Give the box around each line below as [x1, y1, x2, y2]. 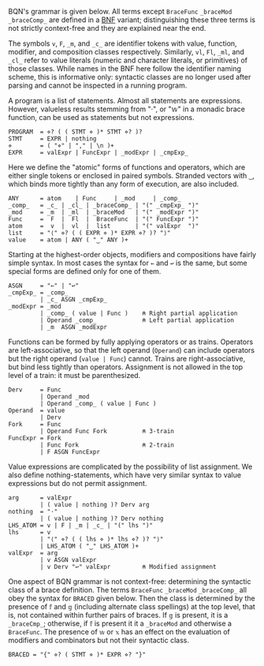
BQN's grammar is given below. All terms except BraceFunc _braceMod [8, 7, 232, 16]
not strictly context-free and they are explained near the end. [8, 24, 206, 32]
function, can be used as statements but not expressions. [8, 113, 195, 122]
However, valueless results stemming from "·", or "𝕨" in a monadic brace [8, 104, 246, 114]
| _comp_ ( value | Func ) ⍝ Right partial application [39, 309, 238, 317]
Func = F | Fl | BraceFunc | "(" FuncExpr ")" [8, 215, 199, 223]
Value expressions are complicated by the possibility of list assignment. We [8, 462, 253, 471]
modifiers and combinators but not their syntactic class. [8, 635, 189, 645]
